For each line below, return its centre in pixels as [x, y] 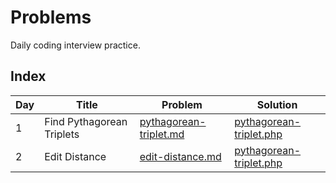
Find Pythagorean [86, 121]
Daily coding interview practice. [75, 45]
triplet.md [162, 134]
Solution [277, 104]
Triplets [62, 134]
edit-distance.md [180, 156]
